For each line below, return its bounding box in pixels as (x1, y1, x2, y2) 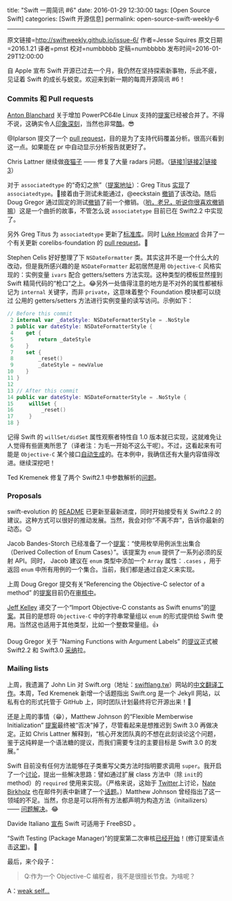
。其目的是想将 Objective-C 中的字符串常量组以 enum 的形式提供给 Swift (13, 612, 216, 620)
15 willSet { (7, 400, 57, 407)
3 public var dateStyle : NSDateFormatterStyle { (10, 323, 153, 330)
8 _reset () (10, 355, 64, 362)
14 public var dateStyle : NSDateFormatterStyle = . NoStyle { (7, 394, 187, 400)
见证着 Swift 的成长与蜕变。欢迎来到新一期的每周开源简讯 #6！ (7, 75, 186, 83)
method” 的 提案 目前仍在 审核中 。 (7, 589, 100, 597)
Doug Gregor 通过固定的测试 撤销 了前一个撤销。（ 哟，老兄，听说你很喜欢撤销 (7, 198, 224, 206)
